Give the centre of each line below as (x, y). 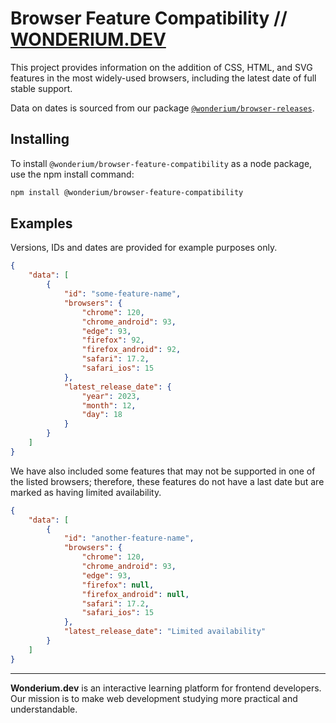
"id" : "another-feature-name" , (129, 538)
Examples (41, 223)
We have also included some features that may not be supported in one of (163, 471)
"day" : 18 (102, 415)
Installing (40, 139)
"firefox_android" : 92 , (131, 350)
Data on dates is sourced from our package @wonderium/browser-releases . (162, 108)
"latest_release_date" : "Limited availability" (165, 632)
